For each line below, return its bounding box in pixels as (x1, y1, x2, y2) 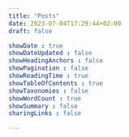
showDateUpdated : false (8, 49, 92, 58)
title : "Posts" (8, 11, 60, 20)
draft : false (8, 27, 53, 35)
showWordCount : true (8, 94, 82, 102)
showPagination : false (8, 64, 89, 73)
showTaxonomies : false (8, 87, 89, 95)
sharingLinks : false (8, 109, 82, 118)
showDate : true (8, 41, 63, 49)
